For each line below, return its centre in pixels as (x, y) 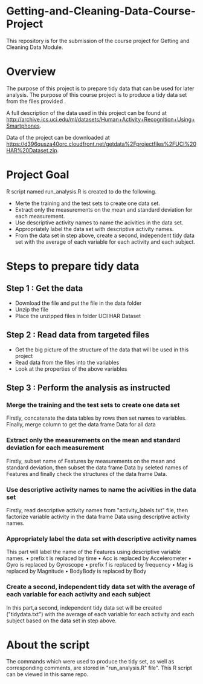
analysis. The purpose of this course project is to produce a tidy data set (97, 94)
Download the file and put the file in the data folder (78, 303)
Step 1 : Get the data (45, 288)
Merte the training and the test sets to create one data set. (87, 203)
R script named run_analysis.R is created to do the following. (82, 191)
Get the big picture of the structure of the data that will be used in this (102, 350)
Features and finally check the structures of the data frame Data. (87, 474)
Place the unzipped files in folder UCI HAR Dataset (78, 316)
